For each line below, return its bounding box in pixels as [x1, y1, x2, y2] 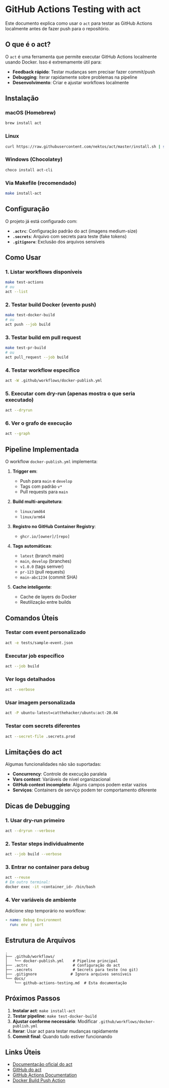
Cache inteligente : [12, 584, 52, 590]
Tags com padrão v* [20, 483, 62, 490]
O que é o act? [5, 40, 51, 49]
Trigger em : [12, 468, 38, 475]
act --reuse [5, 875, 30, 880]
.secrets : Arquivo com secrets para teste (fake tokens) [12, 233, 127, 239]
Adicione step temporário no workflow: [5, 908, 86, 914]
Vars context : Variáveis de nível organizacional [12, 776, 111, 782]
